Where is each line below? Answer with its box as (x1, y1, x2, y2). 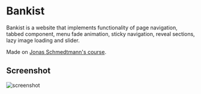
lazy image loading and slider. (6, 37, 80, 44)
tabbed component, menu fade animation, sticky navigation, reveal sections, (6, 30, 195, 37)
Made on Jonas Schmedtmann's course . (6, 48, 107, 55)
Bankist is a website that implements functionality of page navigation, (6, 24, 178, 31)
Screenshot (6, 66, 51, 76)
